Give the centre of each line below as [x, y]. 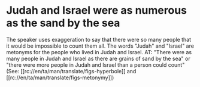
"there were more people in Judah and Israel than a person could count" [96, 65]
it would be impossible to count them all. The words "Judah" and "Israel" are [100, 46]
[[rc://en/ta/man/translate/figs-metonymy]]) [60, 77]
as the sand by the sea [63, 23]
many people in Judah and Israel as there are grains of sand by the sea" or [98, 58]
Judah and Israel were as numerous [97, 10]
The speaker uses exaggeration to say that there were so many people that [99, 39]
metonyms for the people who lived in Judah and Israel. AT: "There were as [99, 52]
